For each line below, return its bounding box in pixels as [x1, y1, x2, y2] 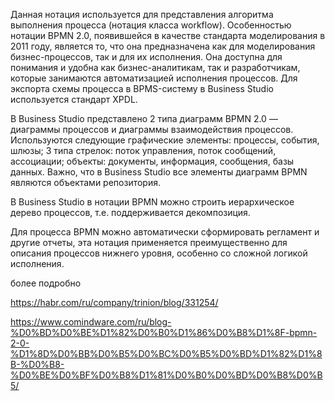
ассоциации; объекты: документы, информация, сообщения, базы [10, 155, 295, 167]
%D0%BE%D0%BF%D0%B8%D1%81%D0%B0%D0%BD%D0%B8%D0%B [10, 369, 323, 381]
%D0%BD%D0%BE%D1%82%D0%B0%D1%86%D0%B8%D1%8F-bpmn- [10, 327, 318, 338]
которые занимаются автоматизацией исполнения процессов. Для [10, 72, 298, 84]
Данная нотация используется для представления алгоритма [10, 9, 274, 20]
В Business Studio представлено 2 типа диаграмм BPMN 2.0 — [10, 113, 278, 124]
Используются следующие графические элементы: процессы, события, [10, 134, 320, 146]
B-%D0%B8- [10, 359, 65, 370]
